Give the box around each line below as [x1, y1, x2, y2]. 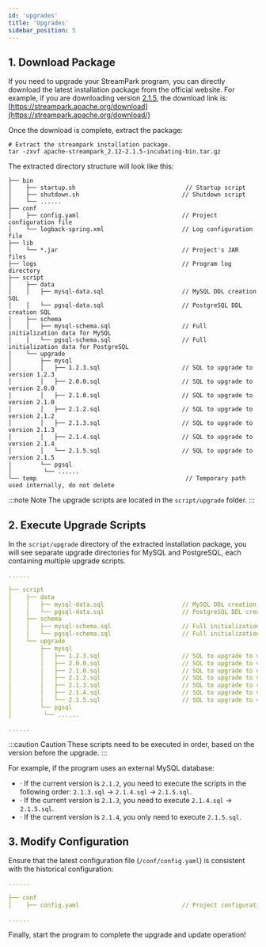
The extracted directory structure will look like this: [8, 161, 174, 171]
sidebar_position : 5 [8, 26, 77, 34]
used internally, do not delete [8, 482, 115, 490]
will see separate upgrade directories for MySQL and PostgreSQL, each [8, 547, 241, 557]
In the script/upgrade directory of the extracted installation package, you [8, 540, 247, 548]
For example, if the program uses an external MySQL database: [8, 763, 215, 772]
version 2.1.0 [8, 399, 55, 407]
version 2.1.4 [8, 440, 55, 448]
